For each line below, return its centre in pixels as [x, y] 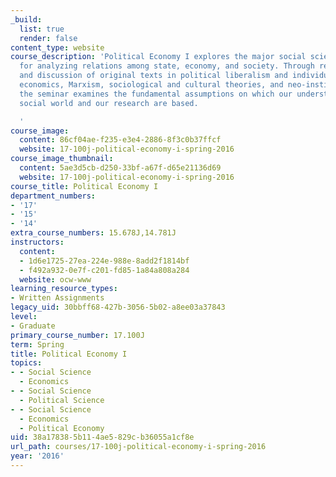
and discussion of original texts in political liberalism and [153, 76]
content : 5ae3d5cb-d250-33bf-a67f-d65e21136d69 [120, 168]
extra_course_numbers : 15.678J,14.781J [93, 233]
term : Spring [37, 344]
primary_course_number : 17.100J [77, 335]
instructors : [37, 242]
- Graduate [33, 326]
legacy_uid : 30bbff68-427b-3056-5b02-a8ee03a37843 [118, 307]
